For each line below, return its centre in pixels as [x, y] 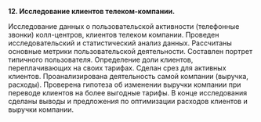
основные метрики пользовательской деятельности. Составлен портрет [130, 51]
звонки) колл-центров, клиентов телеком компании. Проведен [114, 35]
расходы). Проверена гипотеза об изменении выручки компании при [125, 84]
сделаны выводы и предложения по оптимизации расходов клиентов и [128, 101]
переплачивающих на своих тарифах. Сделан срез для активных [117, 68]
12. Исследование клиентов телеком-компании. [91, 11]
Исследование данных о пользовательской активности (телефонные [124, 26]
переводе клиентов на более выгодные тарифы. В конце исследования [128, 93]
